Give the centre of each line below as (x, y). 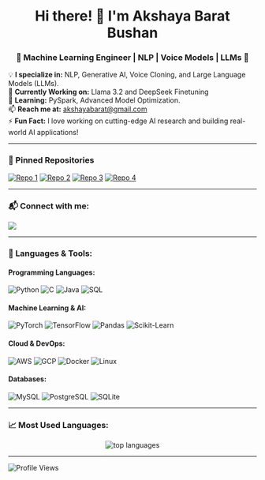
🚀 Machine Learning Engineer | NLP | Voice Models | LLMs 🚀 (132, 58)
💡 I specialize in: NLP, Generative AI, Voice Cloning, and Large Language (127, 75)
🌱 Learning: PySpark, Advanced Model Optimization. (94, 100)
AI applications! (53, 133)
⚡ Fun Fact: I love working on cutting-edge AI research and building (118, 121)
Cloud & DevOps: (37, 343)
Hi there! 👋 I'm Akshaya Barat (132, 16)
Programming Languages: (52, 272)
